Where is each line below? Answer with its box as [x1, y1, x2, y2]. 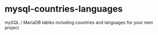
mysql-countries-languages [4, 3, 123, 15]
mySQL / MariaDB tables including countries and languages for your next [4, 19, 154, 25]
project [4, 24, 19, 30]
